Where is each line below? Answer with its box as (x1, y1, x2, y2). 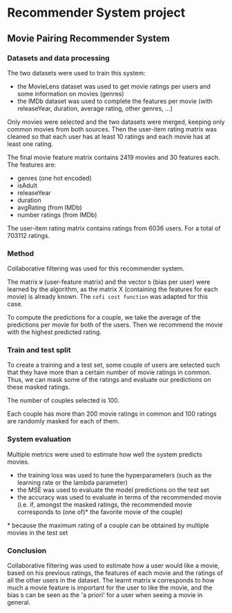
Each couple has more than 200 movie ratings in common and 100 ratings (7, 410, 217, 418)
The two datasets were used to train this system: (7, 68, 146, 77)
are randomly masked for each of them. (7, 417, 120, 426)
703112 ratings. (7, 231, 50, 239)
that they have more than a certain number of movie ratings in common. (7, 368, 212, 376)
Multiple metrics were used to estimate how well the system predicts (7, 450, 202, 458)
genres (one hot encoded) (17, 174, 92, 182)
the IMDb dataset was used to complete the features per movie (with (17, 97, 213, 105)
